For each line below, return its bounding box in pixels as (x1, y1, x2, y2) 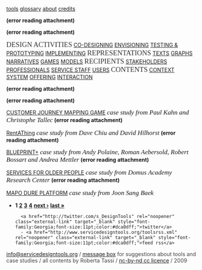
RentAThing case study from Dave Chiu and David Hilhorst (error (6, 129, 176, 137)
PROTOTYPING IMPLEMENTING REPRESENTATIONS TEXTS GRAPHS (6, 48, 193, 57)
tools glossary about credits (6, 5, 75, 12)
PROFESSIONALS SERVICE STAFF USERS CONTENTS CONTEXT (6, 65, 175, 74)
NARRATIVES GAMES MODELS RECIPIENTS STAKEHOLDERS (6, 57, 168, 65)
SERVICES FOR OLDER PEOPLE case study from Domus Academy (6, 169, 172, 176)
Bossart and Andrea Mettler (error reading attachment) (6, 156, 150, 164)
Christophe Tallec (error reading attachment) (6, 116, 123, 124)
